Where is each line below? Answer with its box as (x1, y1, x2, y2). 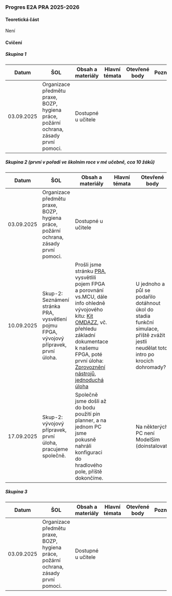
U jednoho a (135, 280, 165, 287)
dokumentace (75, 338, 109, 345)
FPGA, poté (75, 351, 102, 358)
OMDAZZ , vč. (75, 319, 107, 326)
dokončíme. (75, 474, 103, 481)
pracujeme (42, 445, 68, 453)
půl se (135, 286, 150, 294)
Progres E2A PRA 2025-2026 (5, 4, 80, 11)
